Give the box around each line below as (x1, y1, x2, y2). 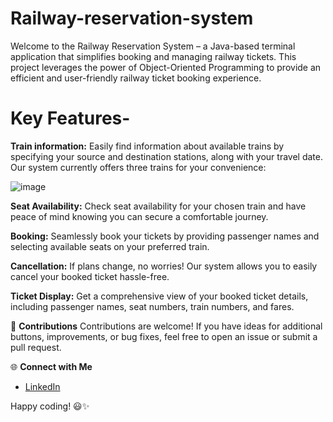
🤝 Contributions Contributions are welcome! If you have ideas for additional (10, 320, 323, 332)
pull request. (10, 341, 62, 353)
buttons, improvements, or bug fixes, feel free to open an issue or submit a (10, 330, 318, 342)
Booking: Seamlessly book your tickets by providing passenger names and (10, 230, 320, 242)
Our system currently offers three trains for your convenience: (10, 161, 267, 173)
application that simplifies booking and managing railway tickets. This (10, 50, 297, 62)
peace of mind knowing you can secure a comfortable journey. (10, 210, 269, 222)
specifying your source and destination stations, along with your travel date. (10, 150, 323, 162)
